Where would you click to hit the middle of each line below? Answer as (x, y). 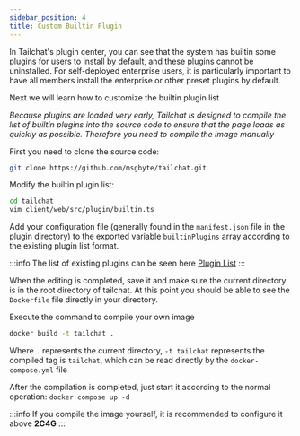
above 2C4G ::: (37, 423)
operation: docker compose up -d (70, 397)
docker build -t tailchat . (62, 334)
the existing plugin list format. (64, 246)
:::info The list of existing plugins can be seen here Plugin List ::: (127, 263)
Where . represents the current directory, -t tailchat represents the (137, 350)
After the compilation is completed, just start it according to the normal (140, 387)
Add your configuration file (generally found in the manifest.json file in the (147, 227)
